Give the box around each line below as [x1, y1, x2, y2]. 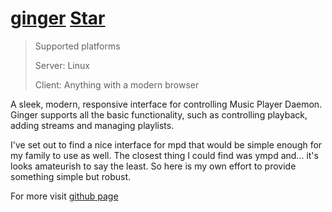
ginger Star [10, 7, 106, 30]
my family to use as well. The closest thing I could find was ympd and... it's [10, 149, 319, 161]
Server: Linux [34, 59, 90, 71]
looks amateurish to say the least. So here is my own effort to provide [10, 160, 297, 172]
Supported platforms [34, 40, 121, 52]
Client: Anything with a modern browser [34, 78, 200, 91]
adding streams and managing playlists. [10, 119, 175, 131]
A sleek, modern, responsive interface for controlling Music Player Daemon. [10, 98, 323, 110]
